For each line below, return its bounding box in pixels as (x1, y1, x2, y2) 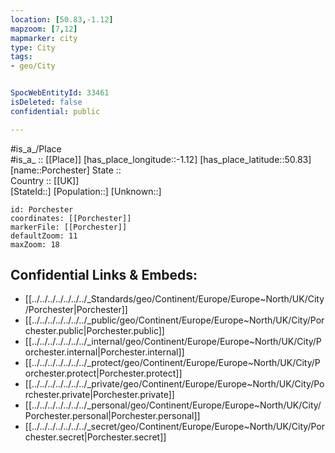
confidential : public (10, 106, 101, 116)
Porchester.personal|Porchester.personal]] (24, 410, 201, 422)
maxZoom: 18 (10, 239, 60, 250)
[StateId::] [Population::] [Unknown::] (10, 185, 162, 197)
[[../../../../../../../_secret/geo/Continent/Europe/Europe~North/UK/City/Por (24, 421, 325, 433)
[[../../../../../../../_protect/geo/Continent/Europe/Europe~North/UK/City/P (24, 357, 321, 369)
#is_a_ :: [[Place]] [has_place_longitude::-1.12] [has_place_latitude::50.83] (10, 153, 312, 165)
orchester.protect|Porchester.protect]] (24, 367, 183, 380)
